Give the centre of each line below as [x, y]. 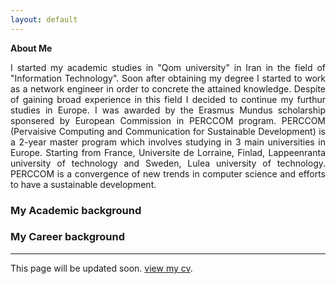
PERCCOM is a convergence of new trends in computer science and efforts [168, 173]
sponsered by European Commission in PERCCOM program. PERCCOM [168, 120]
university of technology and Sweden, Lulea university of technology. [168, 163]
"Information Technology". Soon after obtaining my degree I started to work [168, 78]
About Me [31, 48]
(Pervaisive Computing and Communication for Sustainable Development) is [168, 131]
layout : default [44, 19]
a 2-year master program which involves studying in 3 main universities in [168, 142]
